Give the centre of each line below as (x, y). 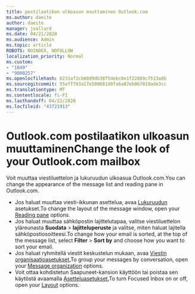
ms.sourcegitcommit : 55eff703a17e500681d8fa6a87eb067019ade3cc (86, 84)
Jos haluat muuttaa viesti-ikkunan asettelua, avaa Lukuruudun (91, 202)
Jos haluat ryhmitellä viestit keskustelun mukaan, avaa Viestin (91, 253)
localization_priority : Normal (45, 56)
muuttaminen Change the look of (88, 149)
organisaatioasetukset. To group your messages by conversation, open (101, 260)
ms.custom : (20, 62)
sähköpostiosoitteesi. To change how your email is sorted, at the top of (101, 234)
